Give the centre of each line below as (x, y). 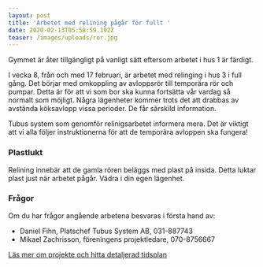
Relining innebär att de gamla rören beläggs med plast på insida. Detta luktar (132, 169)
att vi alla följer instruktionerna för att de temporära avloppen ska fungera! (128, 132)
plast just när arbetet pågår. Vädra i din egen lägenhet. (96, 178)
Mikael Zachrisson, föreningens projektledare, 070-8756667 (117, 239)
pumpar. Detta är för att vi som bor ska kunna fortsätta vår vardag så (119, 92)
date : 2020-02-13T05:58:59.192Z (61, 30)
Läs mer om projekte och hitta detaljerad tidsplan (88, 254)
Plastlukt (26, 153)
